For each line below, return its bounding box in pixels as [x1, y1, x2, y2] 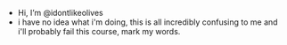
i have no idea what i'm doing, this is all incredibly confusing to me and [17, 17, 278, 27]
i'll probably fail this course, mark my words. [17, 26, 181, 36]
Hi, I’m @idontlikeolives [17, 8, 104, 18]
